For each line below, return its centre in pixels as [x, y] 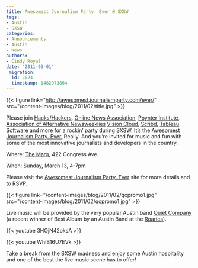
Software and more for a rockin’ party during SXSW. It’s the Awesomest [93, 130]
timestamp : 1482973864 [39, 83]
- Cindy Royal [24, 61]
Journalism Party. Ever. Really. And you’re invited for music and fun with [94, 136]
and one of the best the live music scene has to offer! [71, 260]
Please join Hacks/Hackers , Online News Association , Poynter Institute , [93, 118]
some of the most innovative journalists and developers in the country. [92, 143]
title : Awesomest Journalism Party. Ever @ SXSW [67, 12]
